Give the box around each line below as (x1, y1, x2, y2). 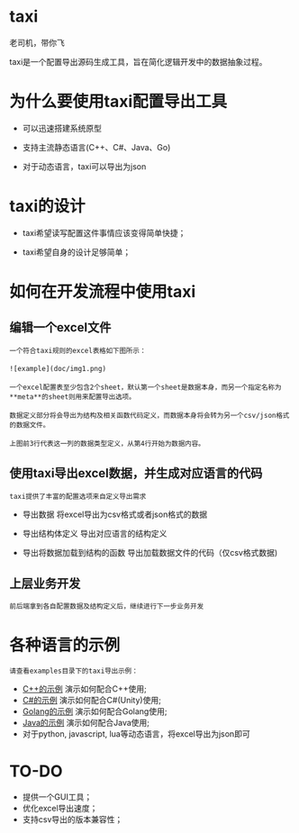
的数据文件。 (9, 421, 50, 430)
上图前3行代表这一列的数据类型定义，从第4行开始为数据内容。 (9, 439, 205, 448)
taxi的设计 (9, 196, 86, 217)
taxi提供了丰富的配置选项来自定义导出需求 (9, 492, 147, 501)
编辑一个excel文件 (9, 320, 112, 335)
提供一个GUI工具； (22, 792, 93, 802)
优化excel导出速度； (22, 803, 98, 814)
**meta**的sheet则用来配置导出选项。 (9, 392, 136, 402)
